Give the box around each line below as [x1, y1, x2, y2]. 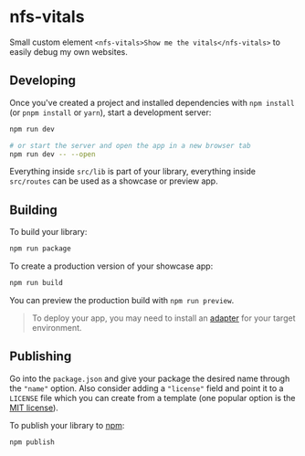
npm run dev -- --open [9, 149, 96, 159]
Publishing [9, 349, 72, 365]
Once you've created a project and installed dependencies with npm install [9, 97, 295, 108]
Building [9, 202, 58, 217]
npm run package [9, 244, 71, 253]
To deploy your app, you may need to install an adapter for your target [31, 313, 296, 323]
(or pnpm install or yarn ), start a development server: [9, 107, 212, 118]
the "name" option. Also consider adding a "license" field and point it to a [9, 382, 284, 394]
